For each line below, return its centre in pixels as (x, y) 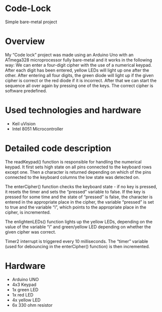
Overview (25, 41)
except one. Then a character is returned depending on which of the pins (78, 172)
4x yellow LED (26, 300)
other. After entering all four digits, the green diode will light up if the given (79, 75)
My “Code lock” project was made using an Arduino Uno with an (69, 55)
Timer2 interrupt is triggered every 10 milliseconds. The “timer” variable (77, 241)
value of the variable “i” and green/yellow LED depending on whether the (78, 227)
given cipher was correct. (31, 232)
